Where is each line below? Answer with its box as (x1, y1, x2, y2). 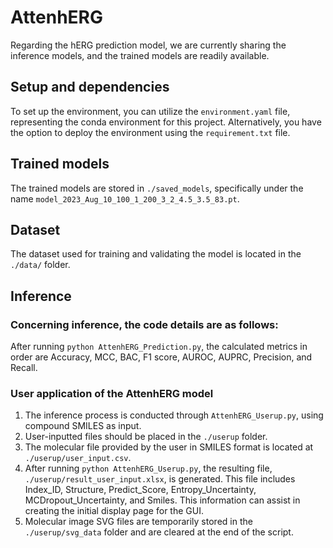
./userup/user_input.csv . (24, 452, 132, 464)
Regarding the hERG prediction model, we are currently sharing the (10, 39, 287, 51)
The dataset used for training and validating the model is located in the (10, 248, 302, 260)
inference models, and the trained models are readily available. (10, 49, 270, 61)
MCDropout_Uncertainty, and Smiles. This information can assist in (24, 494, 301, 506)
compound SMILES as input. (24, 420, 142, 432)
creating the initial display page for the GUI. (24, 505, 204, 517)
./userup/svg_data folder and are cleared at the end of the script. (24, 526, 294, 538)
